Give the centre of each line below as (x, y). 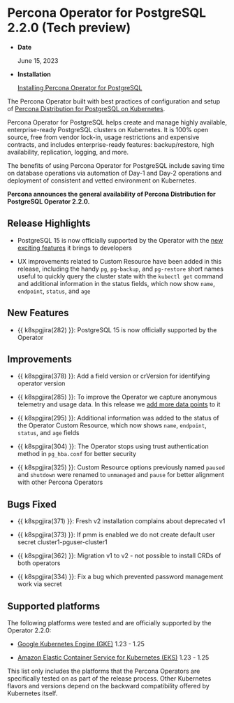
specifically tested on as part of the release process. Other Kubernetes (109, 679)
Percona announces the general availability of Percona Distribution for (112, 194)
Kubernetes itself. (32, 693)
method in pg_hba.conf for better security (77, 454)
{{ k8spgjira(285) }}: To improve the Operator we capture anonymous (117, 397)
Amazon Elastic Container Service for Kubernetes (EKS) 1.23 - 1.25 (113, 658)
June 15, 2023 (38, 60)
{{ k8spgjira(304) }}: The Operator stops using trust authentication (113, 446)
